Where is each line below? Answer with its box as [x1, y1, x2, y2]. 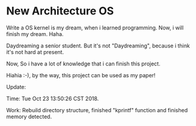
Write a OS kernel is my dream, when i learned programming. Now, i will [6, 24, 184, 31]
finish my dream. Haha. [6, 30, 64, 37]
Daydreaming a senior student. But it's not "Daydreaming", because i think [6, 42, 191, 49]
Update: [6, 83, 26, 91]
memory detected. [6, 113, 52, 120]
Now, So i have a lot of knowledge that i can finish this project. [6, 60, 161, 67]
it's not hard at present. [6, 48, 64, 55]
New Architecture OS [6, 4, 114, 18]
